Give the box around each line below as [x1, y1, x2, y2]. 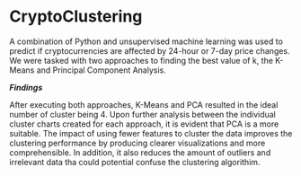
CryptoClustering [9, 6, 143, 27]
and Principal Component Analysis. [36, 65, 166, 75]
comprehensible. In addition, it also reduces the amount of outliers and [9, 146, 271, 158]
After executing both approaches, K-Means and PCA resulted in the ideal [9, 99, 279, 110]
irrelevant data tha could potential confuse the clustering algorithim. [9, 156, 261, 167]
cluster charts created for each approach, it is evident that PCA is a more [9, 119, 279, 129]
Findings [9, 82, 43, 92]
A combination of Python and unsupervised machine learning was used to [9, 36, 283, 47]
